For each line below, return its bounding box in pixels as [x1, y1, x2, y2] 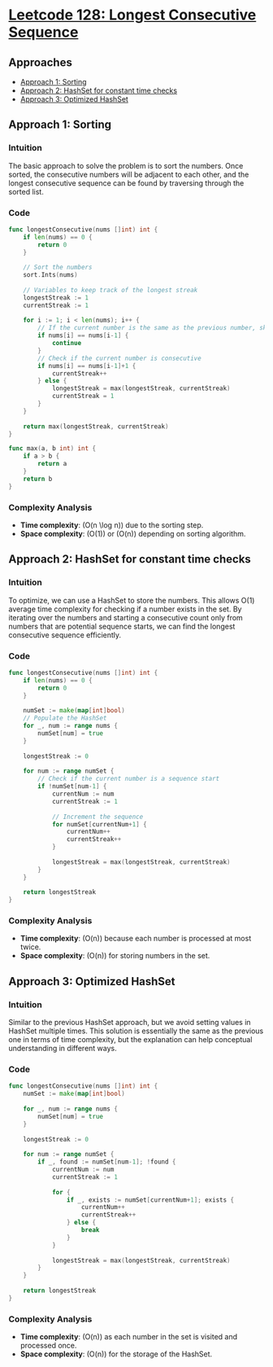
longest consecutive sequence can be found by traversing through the [8, 177, 245, 188]
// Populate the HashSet [23, 714, 107, 722]
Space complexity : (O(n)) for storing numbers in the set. [19, 951, 210, 961]
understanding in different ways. [8, 1044, 118, 1054]
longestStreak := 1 [23, 293, 89, 302]
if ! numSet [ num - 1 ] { [37, 782, 107, 791]
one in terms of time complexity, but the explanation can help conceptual [8, 1035, 253, 1045]
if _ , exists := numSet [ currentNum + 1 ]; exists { [66, 1195, 234, 1204]
